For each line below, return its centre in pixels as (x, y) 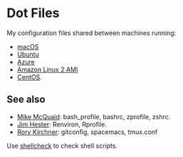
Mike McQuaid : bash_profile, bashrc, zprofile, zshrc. (94, 116)
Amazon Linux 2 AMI (47, 69)
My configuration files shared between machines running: (91, 33)
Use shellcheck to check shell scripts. (62, 146)
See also (26, 100)
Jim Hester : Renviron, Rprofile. (62, 124)
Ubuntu (28, 54)
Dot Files (33, 13)
